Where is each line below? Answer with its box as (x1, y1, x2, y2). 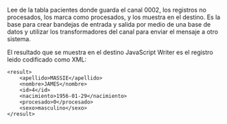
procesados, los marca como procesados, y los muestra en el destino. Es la (7, 13, 221, 21)
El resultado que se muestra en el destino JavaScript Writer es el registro (7, 48, 214, 56)
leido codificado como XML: (7, 55, 87, 64)
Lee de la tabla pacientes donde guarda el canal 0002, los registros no (7, 6, 207, 14)
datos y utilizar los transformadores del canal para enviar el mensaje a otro (7, 27, 218, 36)
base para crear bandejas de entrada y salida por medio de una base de (7, 21, 211, 28)
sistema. (7, 35, 31, 43)
